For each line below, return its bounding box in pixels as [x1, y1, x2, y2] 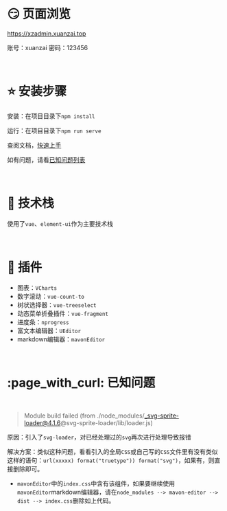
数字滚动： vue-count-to [16, 292, 84, 300]
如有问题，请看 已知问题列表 [7, 155, 86, 163]
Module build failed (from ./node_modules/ [23, 411, 145, 420]
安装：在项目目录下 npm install [7, 111, 95, 120]
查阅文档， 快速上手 [7, 141, 62, 149]
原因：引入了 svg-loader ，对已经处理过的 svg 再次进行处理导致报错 [7, 433, 192, 441]
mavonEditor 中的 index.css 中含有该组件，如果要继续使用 [16, 479, 175, 488]
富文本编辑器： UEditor [16, 326, 81, 334]
